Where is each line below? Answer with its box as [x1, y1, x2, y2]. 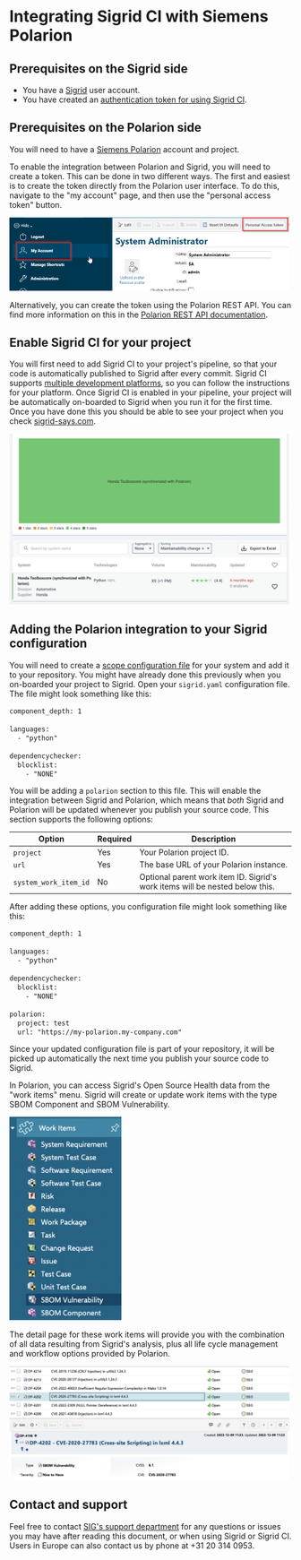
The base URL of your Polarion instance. [139, 858, 288, 870]
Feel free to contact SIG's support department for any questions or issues [9, 1521, 281, 1531]
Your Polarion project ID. [139, 847, 229, 858]
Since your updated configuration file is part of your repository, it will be [9, 1043, 275, 1054]
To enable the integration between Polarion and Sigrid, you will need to [9, 161, 271, 172]
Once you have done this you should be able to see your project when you [9, 406, 284, 418]
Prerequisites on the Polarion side [9, 120, 202, 135]
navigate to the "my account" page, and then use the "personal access [9, 190, 271, 201]
